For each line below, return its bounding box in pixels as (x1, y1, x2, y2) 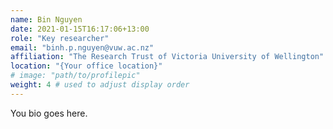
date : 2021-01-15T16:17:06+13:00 (10, 24, 150, 34)
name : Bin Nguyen (10, 14, 83, 25)
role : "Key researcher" (10, 33, 110, 43)
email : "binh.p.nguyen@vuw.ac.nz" (10, 42, 155, 53)
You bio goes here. (10, 107, 88, 119)
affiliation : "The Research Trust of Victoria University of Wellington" (10, 52, 325, 62)
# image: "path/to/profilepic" (10, 71, 141, 81)
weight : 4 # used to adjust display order (10, 80, 190, 90)
